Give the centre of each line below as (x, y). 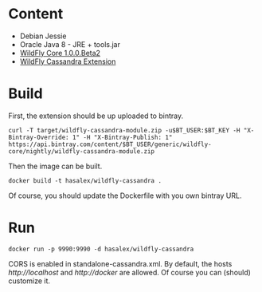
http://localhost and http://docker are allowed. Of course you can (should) (129, 272)
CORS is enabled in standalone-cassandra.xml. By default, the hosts (120, 263)
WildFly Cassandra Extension (68, 61)
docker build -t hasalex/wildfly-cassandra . (85, 180)
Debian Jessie (43, 36)
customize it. (29, 281)
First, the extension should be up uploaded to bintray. (96, 116)
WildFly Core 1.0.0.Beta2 (60, 53)
